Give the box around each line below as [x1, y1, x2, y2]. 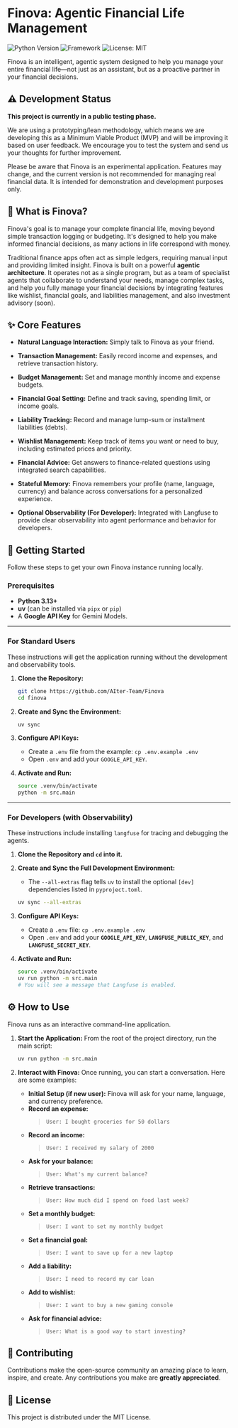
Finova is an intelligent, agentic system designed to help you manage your [7, 57, 224, 65]
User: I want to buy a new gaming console [45, 1301, 174, 1309]
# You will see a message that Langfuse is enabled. [17, 982, 177, 989]
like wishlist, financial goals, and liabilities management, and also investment [7, 291, 230, 299]
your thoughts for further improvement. [7, 148, 122, 157]
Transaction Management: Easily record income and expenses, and [17, 352, 217, 360]
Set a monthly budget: [28, 1209, 96, 1218]
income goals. [17, 402, 59, 410]
